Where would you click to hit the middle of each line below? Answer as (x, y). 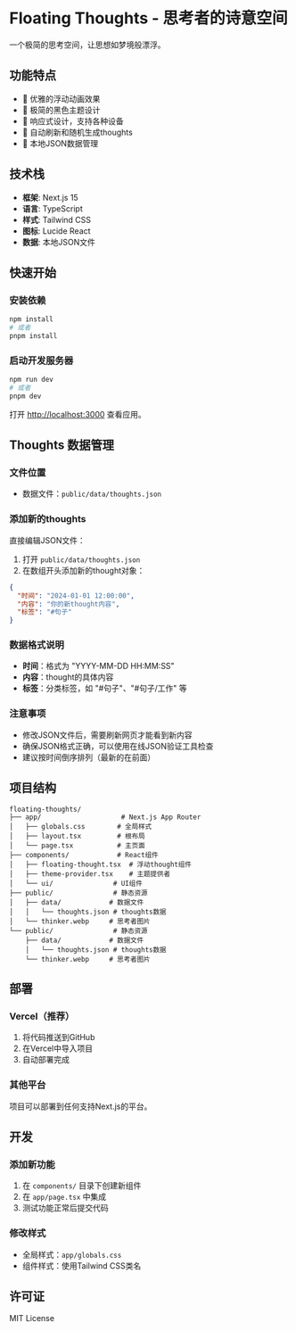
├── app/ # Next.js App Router (105, 817)
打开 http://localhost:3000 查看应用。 (78, 414)
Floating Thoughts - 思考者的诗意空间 (148, 18)
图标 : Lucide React (56, 231)
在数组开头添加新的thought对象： (83, 570)
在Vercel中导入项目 (58, 1048)
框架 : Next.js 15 (50, 197)
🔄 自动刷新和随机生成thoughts (78, 132)
